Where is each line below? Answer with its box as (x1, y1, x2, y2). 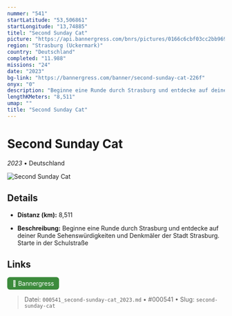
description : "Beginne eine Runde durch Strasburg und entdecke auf (7, 87, 209, 94)
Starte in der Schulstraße (17, 239, 88, 247)
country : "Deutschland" (7, 49, 76, 56)
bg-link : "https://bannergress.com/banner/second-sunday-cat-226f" (7, 74, 206, 81)
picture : (7, 36, 32, 43)
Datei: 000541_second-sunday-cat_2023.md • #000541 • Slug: (23, 295, 195, 304)
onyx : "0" (7, 81, 36, 88)
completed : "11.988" (7, 55, 67, 62)
